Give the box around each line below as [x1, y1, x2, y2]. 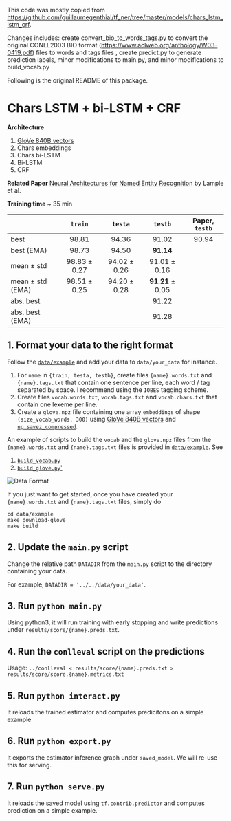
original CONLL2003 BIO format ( [7, 41, 102, 49]
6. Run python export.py [7, 735, 111, 747]
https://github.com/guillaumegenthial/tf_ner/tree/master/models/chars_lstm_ [7, 13, 223, 21]
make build [7, 523, 38, 529]
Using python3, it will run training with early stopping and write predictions [7, 618, 219, 626]
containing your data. [7, 567, 67, 575]
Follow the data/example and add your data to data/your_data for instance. [7, 358, 218, 366]
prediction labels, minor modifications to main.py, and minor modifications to [7, 56, 225, 64]
